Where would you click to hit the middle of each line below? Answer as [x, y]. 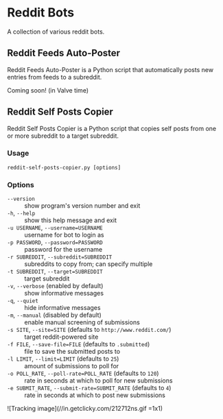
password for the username [63, 250]
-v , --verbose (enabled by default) [55, 286]
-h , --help [21, 213]
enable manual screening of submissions [82, 322]
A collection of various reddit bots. [56, 32]
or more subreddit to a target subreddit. [63, 136]
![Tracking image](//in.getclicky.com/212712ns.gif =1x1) [85, 409]
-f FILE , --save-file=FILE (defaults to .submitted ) [79, 344]
